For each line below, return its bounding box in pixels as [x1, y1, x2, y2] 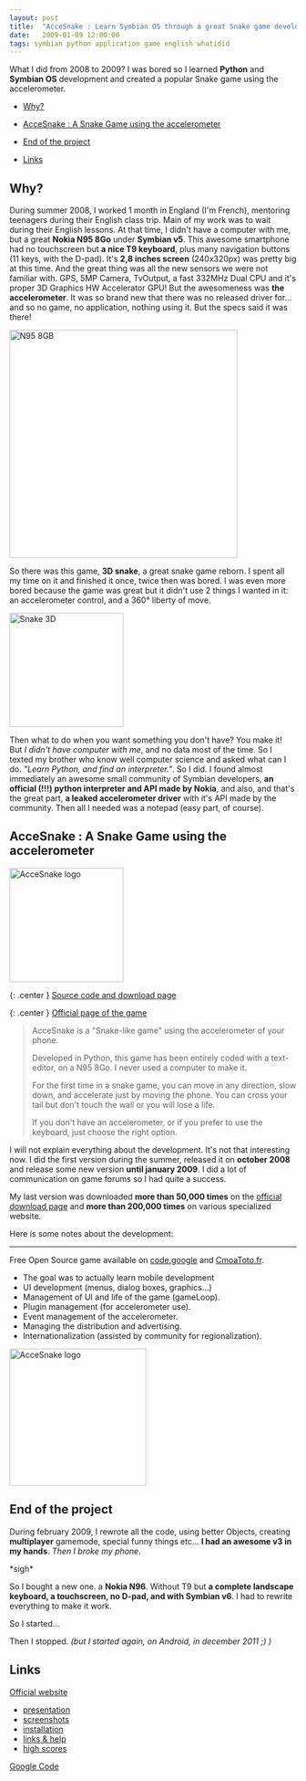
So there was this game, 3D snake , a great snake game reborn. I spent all [9, 565, 285, 576]
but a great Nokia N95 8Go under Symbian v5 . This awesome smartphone [9, 234, 290, 245]
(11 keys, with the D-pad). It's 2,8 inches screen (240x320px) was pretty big [9, 253, 297, 265]
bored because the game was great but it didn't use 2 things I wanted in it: [9, 585, 289, 596]
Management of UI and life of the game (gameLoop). [22, 1291, 220, 1302]
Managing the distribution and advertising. [22, 1321, 182, 1332]
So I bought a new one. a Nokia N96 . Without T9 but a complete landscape [9, 1581, 294, 1592]
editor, [31, 1061, 56, 1073]
